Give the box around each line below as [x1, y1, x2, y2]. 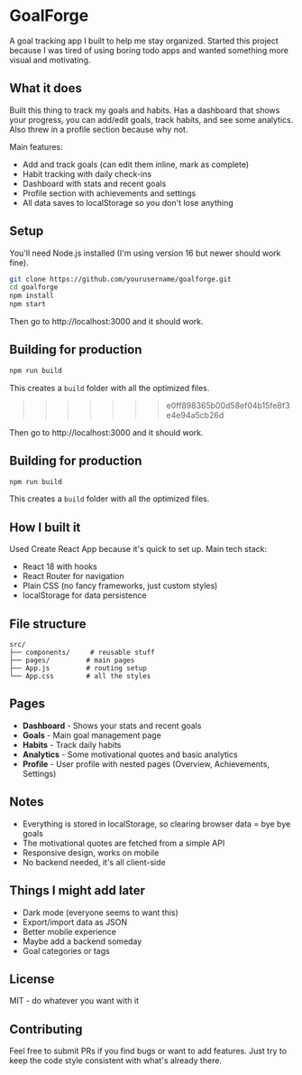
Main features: [9, 141, 63, 152]
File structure [9, 616, 87, 631]
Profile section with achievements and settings [22, 187, 197, 199]
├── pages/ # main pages [9, 656, 135, 665]
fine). [9, 257, 29, 267]
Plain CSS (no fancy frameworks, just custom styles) [22, 580, 218, 592]
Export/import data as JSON [22, 916, 128, 927]
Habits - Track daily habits [22, 739, 122, 750]
